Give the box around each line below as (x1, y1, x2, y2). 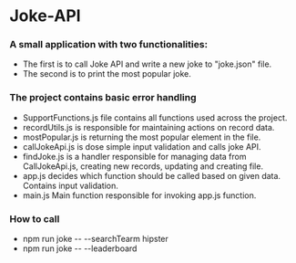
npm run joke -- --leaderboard (22, 243, 138, 254)
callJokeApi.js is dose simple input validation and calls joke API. (22, 141, 261, 152)
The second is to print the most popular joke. (22, 68, 191, 79)
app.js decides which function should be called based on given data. (22, 170, 281, 181)
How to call (9, 212, 60, 225)
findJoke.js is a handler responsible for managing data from (22, 151, 247, 162)
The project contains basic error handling (9, 91, 198, 104)
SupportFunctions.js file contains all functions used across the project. (22, 111, 288, 123)
